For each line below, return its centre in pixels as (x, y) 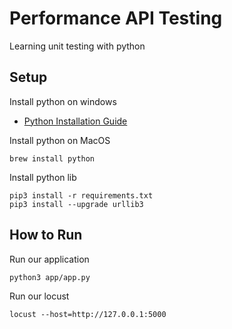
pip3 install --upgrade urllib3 (76, 204)
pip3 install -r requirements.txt (81, 195)
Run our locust (39, 296)
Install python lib (43, 177)
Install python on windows (63, 101)
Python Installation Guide (75, 121)
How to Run (46, 235)
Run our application (49, 259)
